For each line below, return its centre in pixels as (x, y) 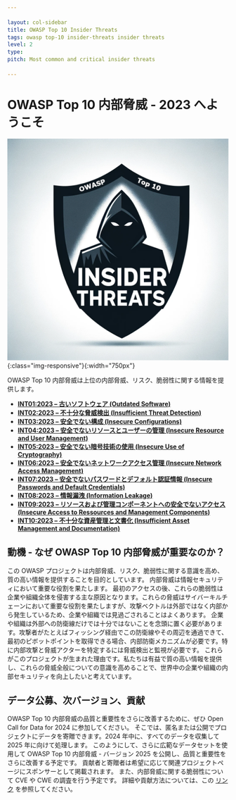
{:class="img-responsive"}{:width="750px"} (71, 365)
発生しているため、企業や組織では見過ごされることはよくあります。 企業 (118, 614)
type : (15, 52)
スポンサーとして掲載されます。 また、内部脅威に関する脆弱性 (115, 772)
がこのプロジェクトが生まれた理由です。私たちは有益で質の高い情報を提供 (115, 658)
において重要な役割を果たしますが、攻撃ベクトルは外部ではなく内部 (124, 606)
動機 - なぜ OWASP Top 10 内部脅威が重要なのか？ (116, 552)
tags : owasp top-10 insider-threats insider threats (86, 37)
